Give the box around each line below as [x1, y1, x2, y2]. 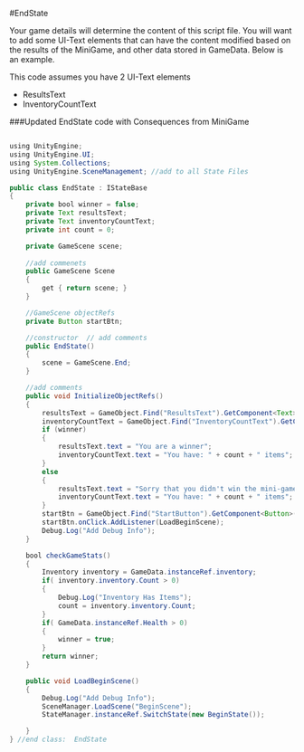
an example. [9, 54, 55, 64]
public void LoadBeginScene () [25, 676, 140, 686]
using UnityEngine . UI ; [9, 149, 95, 159]
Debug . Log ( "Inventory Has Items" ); [57, 593, 193, 602]
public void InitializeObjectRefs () [25, 391, 165, 401]
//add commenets [25, 258, 88, 268]
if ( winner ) [42, 425, 88, 434]
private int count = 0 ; [25, 225, 116, 234]
